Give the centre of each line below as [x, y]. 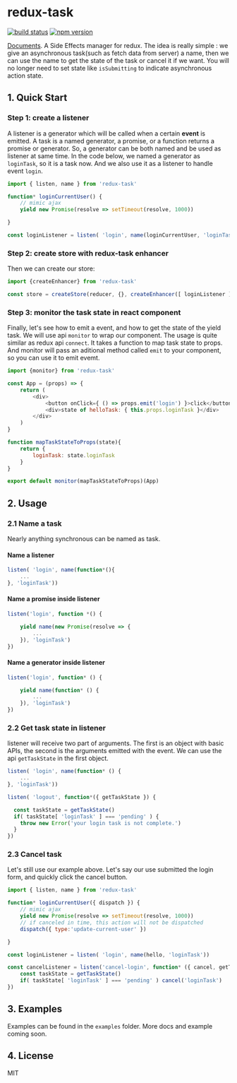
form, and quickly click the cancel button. [68, 877]
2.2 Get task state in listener [56, 728]
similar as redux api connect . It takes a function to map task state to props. [115, 343]
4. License [31, 1056]
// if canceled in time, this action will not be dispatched [111, 923]
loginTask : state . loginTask [74, 455]
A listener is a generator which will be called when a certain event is [107, 133]
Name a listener [31, 555]
